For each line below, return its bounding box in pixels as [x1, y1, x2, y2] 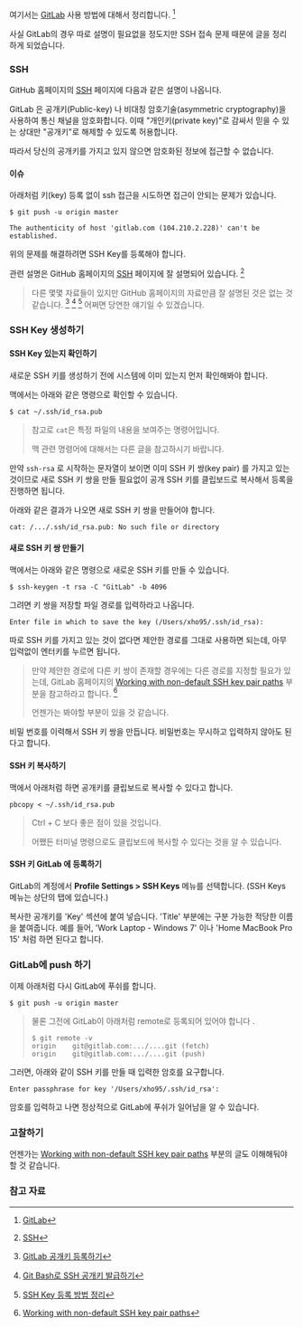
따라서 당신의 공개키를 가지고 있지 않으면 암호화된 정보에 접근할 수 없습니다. [9, 145, 274, 156]
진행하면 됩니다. [9, 485, 66, 496]
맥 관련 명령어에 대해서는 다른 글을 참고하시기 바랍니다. [31, 443, 225, 454]
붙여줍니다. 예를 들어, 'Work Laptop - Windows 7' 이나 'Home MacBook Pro [18, 922, 293, 933]
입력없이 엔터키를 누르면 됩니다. [9, 646, 121, 657]
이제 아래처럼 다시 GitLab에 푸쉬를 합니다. [9, 981, 156, 991]
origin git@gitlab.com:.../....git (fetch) [31, 1042, 210, 1051]
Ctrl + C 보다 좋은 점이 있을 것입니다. [31, 817, 162, 828]
